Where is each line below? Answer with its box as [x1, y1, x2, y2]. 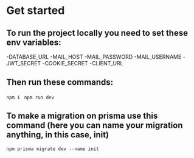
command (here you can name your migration [6, 120, 183, 131]
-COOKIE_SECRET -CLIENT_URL [42, 60, 123, 67]
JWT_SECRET [6, 60, 41, 67]
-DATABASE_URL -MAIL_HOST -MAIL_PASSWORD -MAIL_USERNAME [6, 53, 182, 61]
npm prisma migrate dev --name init [6, 146, 99, 152]
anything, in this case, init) [6, 130, 109, 140]
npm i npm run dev [6, 94, 55, 100]
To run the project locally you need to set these [6, 28, 189, 38]
